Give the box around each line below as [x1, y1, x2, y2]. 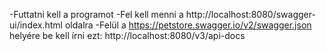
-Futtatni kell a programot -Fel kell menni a [9, 9, 184, 20]
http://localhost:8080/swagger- [185, 9, 316, 20]
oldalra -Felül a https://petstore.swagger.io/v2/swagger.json [64, 19, 312, 31]
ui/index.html [9, 19, 63, 31]
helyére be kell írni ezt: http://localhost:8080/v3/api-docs [9, 30, 246, 41]
